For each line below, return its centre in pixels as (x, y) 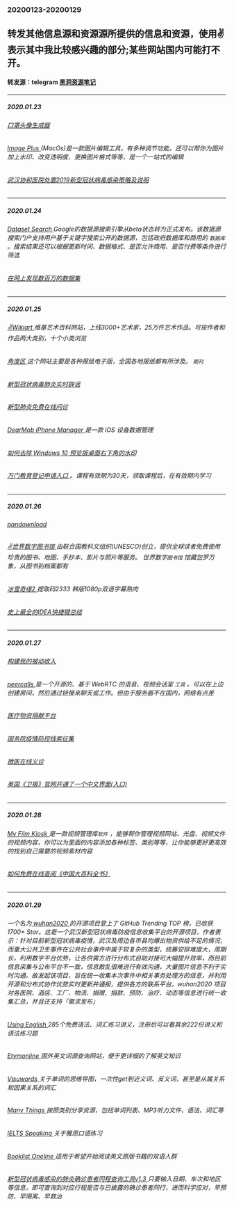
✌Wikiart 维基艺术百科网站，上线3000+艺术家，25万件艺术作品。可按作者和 (116, 328)
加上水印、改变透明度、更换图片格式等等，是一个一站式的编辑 (95, 157)
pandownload (27, 524)
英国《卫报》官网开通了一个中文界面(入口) (67, 785)
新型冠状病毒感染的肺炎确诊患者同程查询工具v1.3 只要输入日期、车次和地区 (114, 1179)
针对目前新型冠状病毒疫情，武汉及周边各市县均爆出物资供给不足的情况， (123, 940)
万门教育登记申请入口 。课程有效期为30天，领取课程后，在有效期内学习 (109, 476)
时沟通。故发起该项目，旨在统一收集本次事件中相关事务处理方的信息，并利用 (117, 975)
